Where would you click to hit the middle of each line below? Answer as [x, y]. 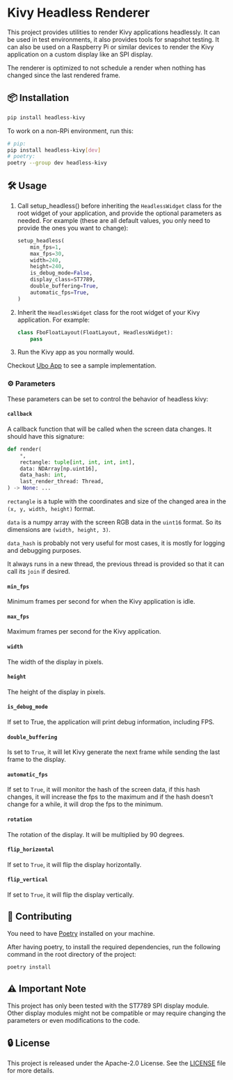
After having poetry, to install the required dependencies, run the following [114, 947]
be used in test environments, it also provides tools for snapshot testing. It [113, 39]
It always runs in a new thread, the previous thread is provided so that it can [116, 564]
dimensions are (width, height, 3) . [59, 530]
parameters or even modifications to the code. [74, 1020]
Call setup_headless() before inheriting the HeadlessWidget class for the [120, 205]
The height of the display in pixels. [56, 691]
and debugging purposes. [44, 551]
